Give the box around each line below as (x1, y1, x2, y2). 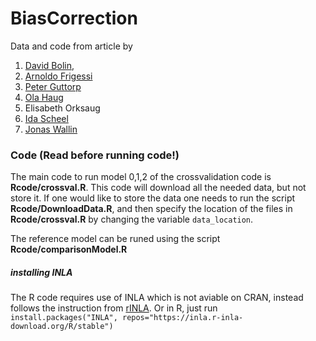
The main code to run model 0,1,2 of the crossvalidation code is (10, 171, 272, 183)
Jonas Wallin (24, 123, 78, 135)
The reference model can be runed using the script (10, 233, 221, 245)
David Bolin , (24, 59, 75, 71)
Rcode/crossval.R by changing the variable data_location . (10, 213, 254, 226)
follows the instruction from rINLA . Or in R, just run (10, 302, 218, 314)
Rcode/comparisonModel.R (10, 243, 128, 256)
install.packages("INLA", (10, 313, 118, 323)
